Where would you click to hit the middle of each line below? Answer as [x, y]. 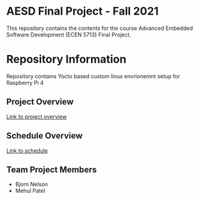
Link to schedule [27, 150]
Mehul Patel [30, 191]
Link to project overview [37, 117]
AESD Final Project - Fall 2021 [82, 11]
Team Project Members [52, 169]
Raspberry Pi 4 [25, 82]
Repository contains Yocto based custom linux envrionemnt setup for [93, 76]
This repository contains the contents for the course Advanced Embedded [100, 28]
